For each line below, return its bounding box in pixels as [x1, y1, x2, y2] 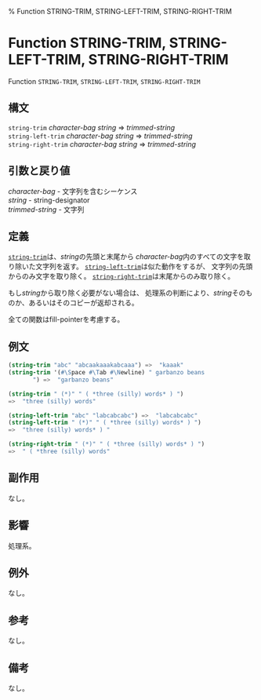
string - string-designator [8, 195, 90, 205]
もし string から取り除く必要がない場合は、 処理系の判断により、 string [8, 288, 233, 297]
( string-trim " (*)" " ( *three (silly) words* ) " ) [8, 390, 184, 398]
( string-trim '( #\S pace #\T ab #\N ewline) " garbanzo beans [8, 369, 205, 377]
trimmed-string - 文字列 [8, 204, 85, 214]
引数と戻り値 [8, 164, 71, 177]
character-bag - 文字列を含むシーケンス [8, 186, 138, 195]
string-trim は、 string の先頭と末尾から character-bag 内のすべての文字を [8, 252, 245, 261]
